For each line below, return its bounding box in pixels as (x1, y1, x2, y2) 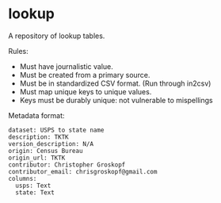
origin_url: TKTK (8, 154, 66, 162)
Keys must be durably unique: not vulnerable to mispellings (19, 95, 213, 105)
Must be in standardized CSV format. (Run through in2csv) (19, 79, 211, 88)
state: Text (15, 188, 55, 197)
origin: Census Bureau (8, 147, 83, 155)
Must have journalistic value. (19, 61, 113, 71)
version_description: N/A (8, 140, 93, 147)
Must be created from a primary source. (19, 70, 151, 79)
